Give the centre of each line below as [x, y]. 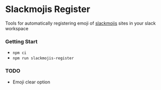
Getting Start [21, 41]
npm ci [19, 53]
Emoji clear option [31, 82]
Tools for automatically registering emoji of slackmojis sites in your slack [80, 23]
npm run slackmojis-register [43, 58]
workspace [17, 28]
